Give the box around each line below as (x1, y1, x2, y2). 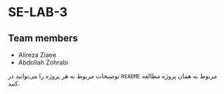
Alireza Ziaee (18, 51, 57, 59)
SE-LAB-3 (8, 4, 68, 20)
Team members (8, 32, 78, 44)
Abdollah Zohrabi (18, 58, 69, 67)
